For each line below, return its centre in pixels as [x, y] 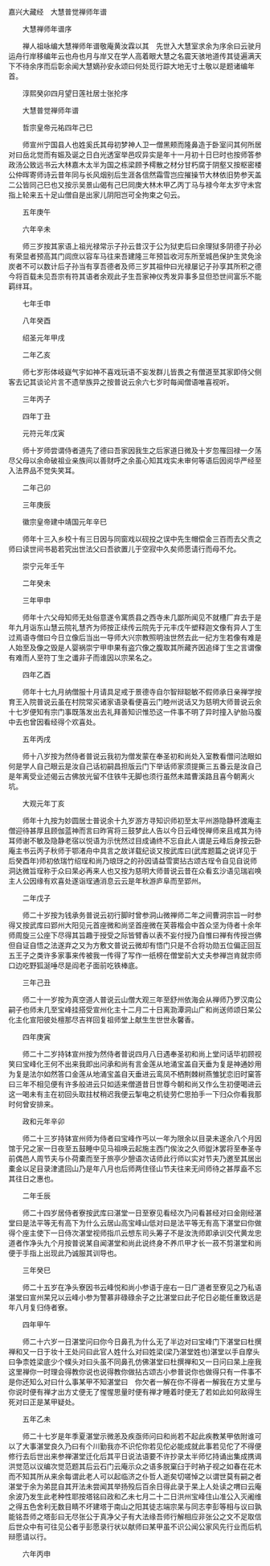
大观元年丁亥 [43, 804]
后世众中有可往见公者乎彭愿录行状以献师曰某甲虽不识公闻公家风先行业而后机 [135, 1527]
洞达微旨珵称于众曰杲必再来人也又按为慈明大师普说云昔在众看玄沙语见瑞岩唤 [135, 871]
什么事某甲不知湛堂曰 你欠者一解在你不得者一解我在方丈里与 [160, 1382]
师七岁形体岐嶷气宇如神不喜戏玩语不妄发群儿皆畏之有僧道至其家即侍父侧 [142, 372]
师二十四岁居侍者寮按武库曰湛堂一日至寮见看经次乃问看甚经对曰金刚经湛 [142, 1213]
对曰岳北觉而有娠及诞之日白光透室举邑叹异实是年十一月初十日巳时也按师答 [131, 155]
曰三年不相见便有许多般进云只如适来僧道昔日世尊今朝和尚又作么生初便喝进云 [135, 1084]
